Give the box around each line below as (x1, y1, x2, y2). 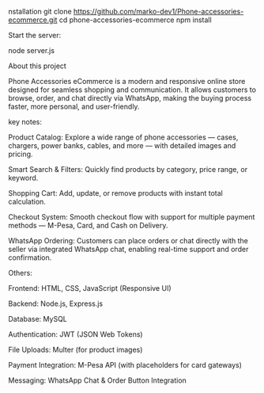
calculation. (8, 197, 46, 206)
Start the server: (8, 31, 62, 40)
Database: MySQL (8, 315, 67, 323)
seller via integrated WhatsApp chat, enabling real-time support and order (8, 245, 249, 254)
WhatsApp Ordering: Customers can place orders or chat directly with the (8, 236, 249, 245)
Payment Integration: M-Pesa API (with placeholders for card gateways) (8, 361, 243, 369)
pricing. (8, 150, 33, 158)
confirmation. (8, 253, 52, 262)
